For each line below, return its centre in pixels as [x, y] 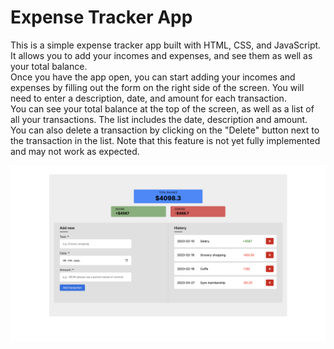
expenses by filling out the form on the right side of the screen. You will [157, 87]
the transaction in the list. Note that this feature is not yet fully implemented [165, 140]
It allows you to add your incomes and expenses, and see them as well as [161, 55]
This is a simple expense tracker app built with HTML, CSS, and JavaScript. [166, 45]
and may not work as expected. [75, 151]
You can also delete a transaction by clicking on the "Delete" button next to [165, 130]
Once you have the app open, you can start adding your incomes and [153, 77]
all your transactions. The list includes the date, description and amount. [159, 119]
